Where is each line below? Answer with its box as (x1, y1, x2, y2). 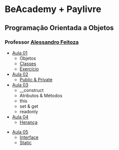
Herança (19, 119, 38, 125)
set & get (19, 103, 38, 109)
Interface (19, 134, 39, 140)
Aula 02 (12, 71, 29, 77)
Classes (19, 60, 36, 66)
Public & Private (19, 76, 53, 82)
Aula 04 (12, 114, 29, 120)
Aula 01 (12, 50, 28, 56)
